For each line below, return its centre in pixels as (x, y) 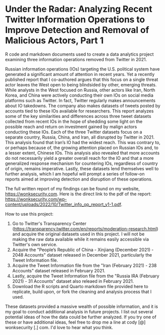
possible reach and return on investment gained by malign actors (71, 126)
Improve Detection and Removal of (77, 30)
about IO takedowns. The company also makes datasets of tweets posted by (83, 106)
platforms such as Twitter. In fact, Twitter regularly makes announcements (80, 100)
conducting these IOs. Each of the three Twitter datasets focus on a (74, 132)
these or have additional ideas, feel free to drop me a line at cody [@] (75, 322)
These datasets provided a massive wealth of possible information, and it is (82, 306)
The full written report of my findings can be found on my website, (72, 188)
